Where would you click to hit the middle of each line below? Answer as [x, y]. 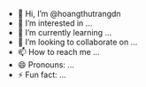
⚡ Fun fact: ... [42, 75]
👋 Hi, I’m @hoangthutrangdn [69, 14]
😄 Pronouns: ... [46, 65]
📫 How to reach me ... [58, 52]
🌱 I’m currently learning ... [65, 32]
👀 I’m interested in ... [55, 23]
